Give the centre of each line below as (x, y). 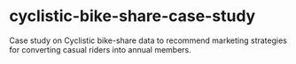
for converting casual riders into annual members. (101, 49)
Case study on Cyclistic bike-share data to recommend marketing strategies (148, 40)
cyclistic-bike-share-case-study (132, 16)
